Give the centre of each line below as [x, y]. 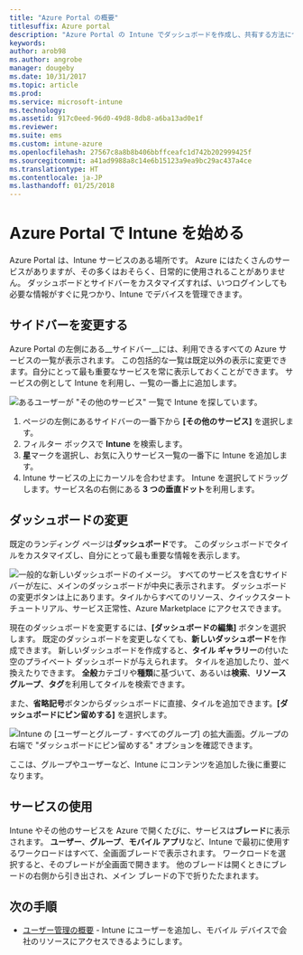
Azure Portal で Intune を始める [127, 234]
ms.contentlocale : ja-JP [56, 177]
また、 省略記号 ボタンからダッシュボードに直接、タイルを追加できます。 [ [145, 703]
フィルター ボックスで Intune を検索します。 [105, 443]
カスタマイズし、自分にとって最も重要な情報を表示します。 [135, 555]
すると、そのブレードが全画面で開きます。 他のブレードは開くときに [144, 864]
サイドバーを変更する [69, 325]
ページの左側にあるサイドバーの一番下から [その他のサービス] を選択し [154, 421]
